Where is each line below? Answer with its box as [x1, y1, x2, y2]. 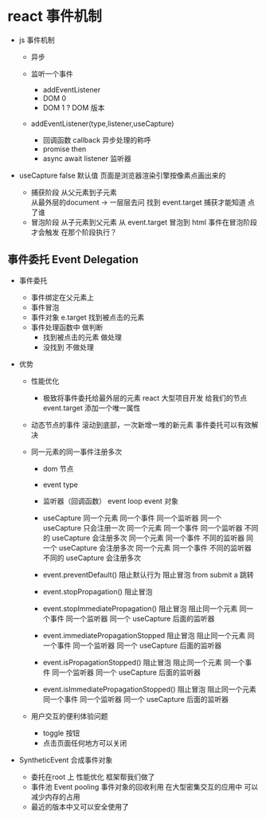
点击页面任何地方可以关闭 [42, 738, 127, 747]
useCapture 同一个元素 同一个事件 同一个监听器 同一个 [42, 513, 222, 523]
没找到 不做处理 [42, 342, 95, 351]
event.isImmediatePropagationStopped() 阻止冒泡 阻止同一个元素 [42, 684, 256, 694]
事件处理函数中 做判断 [30, 322, 104, 331]
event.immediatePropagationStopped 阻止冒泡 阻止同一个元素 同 [42, 630, 255, 640]
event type [42, 480, 79, 489]
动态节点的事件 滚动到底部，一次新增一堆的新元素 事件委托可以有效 [30, 420, 252, 429]
